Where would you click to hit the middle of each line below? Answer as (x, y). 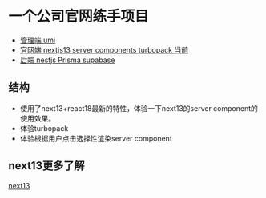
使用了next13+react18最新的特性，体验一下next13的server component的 (139, 108)
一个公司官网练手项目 (79, 16)
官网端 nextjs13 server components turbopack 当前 (104, 49)
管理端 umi (38, 40)
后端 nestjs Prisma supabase (67, 60)
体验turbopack (44, 128)
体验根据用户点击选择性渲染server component (96, 138)
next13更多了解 (46, 166)
